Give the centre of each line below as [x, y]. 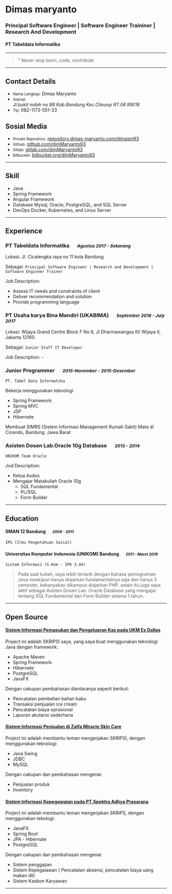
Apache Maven [29, 657]
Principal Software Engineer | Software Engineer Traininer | [80, 26]
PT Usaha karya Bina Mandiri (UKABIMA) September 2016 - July [85, 315]
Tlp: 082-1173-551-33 [35, 110]
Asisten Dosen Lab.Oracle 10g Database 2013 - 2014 [72, 445]
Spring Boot [25, 834]
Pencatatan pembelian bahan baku [49, 698]
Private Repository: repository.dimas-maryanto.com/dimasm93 [76, 138]
